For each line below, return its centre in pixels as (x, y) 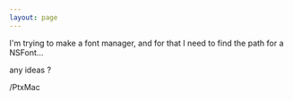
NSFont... (26, 52)
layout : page (34, 17)
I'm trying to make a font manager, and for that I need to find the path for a (146, 43)
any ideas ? (30, 70)
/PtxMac (25, 87)
